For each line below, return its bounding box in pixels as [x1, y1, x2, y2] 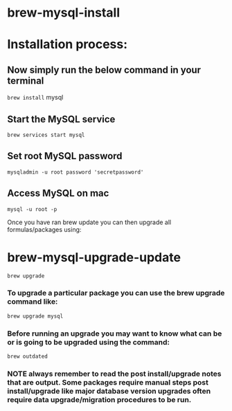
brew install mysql [7, 93, 64, 102]
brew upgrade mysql [7, 313, 64, 320]
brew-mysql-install [7, 5, 121, 21]
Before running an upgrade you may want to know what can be [7, 329, 222, 338]
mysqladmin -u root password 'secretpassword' [7, 168, 144, 176]
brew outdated [7, 353, 48, 360]
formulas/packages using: [7, 225, 82, 233]
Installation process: [7, 37, 128, 53]
